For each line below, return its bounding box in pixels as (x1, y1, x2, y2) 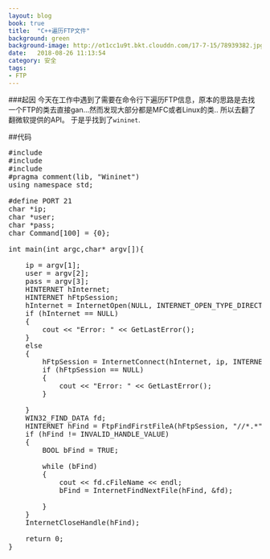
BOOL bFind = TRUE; (42, 446, 119, 454)
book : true (8, 19, 45, 27)
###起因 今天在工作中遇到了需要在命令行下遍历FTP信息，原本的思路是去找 (8, 94, 256, 105)
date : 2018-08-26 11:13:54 (8, 49, 106, 57)
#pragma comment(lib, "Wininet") (8, 172, 141, 181)
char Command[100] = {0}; (8, 228, 111, 237)
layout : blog (8, 11, 52, 20)
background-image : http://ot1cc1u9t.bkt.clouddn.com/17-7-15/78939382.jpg (8, 42, 264, 50)
